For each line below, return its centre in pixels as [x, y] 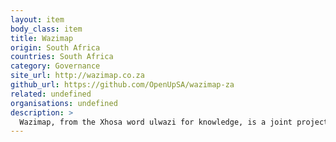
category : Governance [55, 66]
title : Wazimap [42, 38]
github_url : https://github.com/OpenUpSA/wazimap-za [122, 85]
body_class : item [46, 29]
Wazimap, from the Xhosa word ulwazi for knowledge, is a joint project [174, 122]
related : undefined [51, 94]
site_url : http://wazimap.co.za [77, 76]
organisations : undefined [64, 103]
